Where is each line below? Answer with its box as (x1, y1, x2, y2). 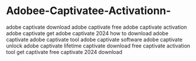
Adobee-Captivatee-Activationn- (6, 4, 171, 18)
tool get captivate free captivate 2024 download (6, 48, 123, 55)
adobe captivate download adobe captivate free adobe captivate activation (6, 23, 187, 30)
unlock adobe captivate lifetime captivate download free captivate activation (6, 42, 191, 49)
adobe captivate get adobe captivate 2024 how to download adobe (6, 29, 169, 36)
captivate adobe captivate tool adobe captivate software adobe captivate (6, 36, 183, 43)
